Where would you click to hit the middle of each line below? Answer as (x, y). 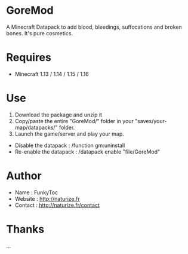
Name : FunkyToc (36, 192)
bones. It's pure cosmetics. (40, 33)
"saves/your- (151, 121)
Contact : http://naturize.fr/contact (57, 205)
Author (24, 176)
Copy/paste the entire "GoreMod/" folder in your (74, 121)
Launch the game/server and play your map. (69, 134)
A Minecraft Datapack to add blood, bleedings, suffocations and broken (94, 27)
